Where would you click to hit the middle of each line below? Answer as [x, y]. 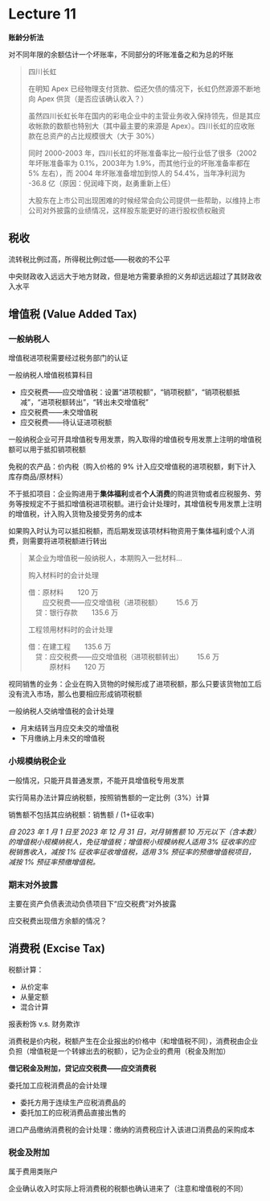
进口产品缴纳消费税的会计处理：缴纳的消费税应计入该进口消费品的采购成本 [131, 1129]
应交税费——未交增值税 [59, 412]
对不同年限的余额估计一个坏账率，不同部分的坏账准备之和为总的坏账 [121, 54]
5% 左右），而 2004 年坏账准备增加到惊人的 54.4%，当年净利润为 [137, 173]
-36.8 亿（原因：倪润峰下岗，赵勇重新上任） [101, 183]
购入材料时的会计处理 [63, 576]
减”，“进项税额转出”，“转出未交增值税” [84, 402]
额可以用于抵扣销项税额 [47, 450]
